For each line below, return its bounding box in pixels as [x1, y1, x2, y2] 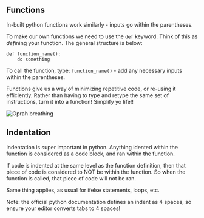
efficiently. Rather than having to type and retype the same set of [6, 91, 169, 99]
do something [17, 56, 50, 63]
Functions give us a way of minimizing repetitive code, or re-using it [6, 85, 176, 92]
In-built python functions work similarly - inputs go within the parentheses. [6, 21, 193, 28]
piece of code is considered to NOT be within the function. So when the [6, 168, 186, 175]
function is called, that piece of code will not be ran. [6, 174, 137, 182]
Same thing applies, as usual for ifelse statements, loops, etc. [6, 186, 160, 194]
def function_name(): [6, 51, 61, 57]
